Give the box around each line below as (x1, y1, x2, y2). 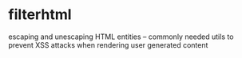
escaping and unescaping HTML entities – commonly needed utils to (8, 32, 234, 41)
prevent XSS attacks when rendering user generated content (8, 40, 208, 49)
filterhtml (8, 6, 72, 24)
